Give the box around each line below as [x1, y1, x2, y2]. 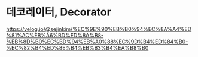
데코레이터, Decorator [6, 5, 112, 19]
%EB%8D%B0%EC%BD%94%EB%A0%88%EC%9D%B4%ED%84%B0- [6, 38, 188, 45]
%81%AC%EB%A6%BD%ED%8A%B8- [6, 31, 104, 39]
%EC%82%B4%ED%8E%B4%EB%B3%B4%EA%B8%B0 [6, 44, 149, 51]
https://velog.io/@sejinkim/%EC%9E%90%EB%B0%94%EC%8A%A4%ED [6, 25, 192, 33]
